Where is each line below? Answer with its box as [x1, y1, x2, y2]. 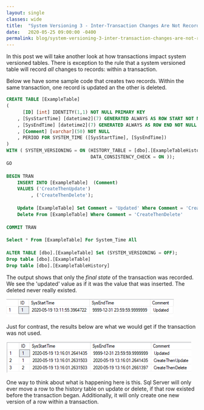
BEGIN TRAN [6, 173, 34, 179]
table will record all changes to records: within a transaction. [6, 66, 158, 73]
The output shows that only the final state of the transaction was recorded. [6, 274, 194, 281]
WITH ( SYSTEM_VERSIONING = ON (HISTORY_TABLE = [6, 147, 132, 154]
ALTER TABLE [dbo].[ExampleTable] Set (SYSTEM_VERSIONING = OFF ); [6, 250, 178, 256]
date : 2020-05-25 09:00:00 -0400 [6, 29, 97, 35]
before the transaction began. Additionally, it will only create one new [6, 391, 180, 398]
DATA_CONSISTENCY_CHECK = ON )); [90, 154, 175, 160]
